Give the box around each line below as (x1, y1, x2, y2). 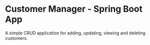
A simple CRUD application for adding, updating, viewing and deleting (5, 30, 146, 36)
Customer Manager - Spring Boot (5, 3, 143, 15)
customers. (5, 35, 28, 41)
